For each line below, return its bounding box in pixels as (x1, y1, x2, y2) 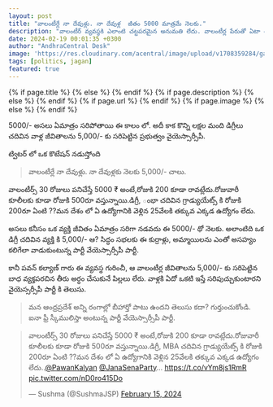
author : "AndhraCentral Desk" (8, 42, 111, 50)
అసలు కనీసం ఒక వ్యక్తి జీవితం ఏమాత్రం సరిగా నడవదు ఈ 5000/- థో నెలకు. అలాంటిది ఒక (8, 223, 264, 233)
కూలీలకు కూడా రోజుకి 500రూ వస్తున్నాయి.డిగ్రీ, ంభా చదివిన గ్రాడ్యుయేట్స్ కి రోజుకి (8, 195, 242, 204)
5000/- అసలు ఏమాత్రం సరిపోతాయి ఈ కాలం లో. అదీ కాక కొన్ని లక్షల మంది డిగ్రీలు (8, 120, 244, 130)
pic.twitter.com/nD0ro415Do (28, 373, 123, 383)
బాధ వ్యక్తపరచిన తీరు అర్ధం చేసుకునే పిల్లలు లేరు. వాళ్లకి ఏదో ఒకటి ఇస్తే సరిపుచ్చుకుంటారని (8, 274, 262, 283)
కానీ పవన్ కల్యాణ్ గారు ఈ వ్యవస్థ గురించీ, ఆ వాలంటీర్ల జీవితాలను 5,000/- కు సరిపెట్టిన (8, 262, 258, 273)
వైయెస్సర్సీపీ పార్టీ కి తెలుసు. (8, 284, 87, 294)
